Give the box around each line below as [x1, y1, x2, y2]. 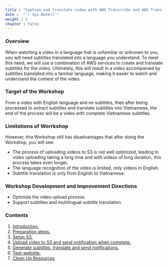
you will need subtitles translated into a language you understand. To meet [5, 54, 159, 60]
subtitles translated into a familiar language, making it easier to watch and [5, 70, 157, 76]
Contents [5, 212, 28, 219]
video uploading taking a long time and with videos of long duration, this [12, 154, 161, 160]
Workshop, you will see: [5, 139, 54, 145]
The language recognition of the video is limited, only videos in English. [12, 165, 159, 171]
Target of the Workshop [5, 88, 64, 95]
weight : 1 [5, 16, 28, 21]
